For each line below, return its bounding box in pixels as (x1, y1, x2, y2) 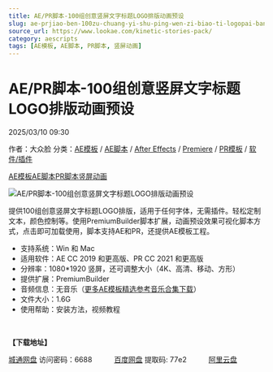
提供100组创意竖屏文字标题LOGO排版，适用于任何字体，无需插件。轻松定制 (8, 206, 262, 216)
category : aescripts (8, 34, 79, 43)
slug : (8, 19, 27, 28)
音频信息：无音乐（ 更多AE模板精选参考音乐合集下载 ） (19, 284, 201, 294)
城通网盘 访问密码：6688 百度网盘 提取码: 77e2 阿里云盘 (8, 355, 237, 365)
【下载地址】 (8, 338, 51, 348)
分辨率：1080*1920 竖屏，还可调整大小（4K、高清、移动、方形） (19, 264, 240, 274)
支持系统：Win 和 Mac (19, 244, 95, 253)
